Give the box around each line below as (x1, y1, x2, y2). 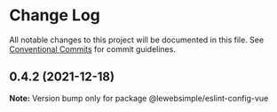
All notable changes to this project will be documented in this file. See (9, 34, 265, 45)
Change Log (9, 5, 100, 26)
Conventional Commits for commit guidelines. (9, 43, 176, 54)
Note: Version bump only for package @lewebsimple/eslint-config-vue (9, 93, 269, 103)
